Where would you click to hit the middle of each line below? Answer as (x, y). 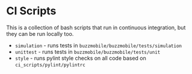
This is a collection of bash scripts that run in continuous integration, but (96, 27)
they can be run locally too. (40, 33)
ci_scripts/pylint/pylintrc (50, 65)
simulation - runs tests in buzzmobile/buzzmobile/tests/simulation (98, 45)
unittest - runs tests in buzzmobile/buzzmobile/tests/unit (88, 51)
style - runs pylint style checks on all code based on (80, 58)
